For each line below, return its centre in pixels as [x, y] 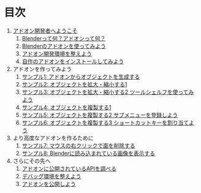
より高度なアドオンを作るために [53, 138]
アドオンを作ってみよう [42, 69]
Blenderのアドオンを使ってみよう [64, 46]
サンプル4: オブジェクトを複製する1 [66, 107]
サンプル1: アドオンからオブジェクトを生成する [81, 77]
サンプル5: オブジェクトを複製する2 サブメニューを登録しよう [100, 115]
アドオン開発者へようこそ [45, 31]
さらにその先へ [32, 161]
